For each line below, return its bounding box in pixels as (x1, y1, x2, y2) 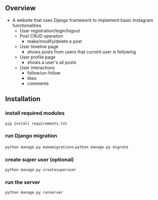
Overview (5, 4, 36, 12)
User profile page (19, 54, 56, 60)
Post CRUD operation (19, 33, 63, 39)
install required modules (5, 110, 65, 117)
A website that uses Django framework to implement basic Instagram (12, 17, 154, 23)
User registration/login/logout (19, 27, 80, 34)
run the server (5, 179, 41, 186)
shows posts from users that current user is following (27, 49, 136, 55)
